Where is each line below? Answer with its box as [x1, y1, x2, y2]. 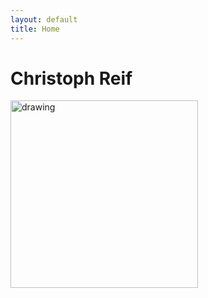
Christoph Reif [10, 67, 133, 90]
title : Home [10, 24, 60, 34]
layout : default [10, 14, 78, 25]
